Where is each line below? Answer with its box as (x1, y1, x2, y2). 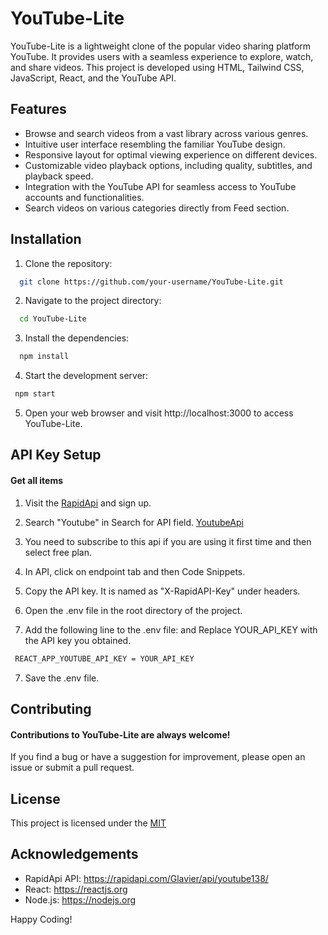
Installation (10, 231, 82, 248)
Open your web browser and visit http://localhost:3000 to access (24, 407, 294, 419)
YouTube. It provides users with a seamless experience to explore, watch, (10, 50, 314, 62)
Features (10, 101, 67, 118)
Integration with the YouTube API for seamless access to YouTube (24, 180, 297, 192)
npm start (14, 389, 56, 399)
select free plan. (24, 546, 93, 558)
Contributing (10, 700, 92, 717)
